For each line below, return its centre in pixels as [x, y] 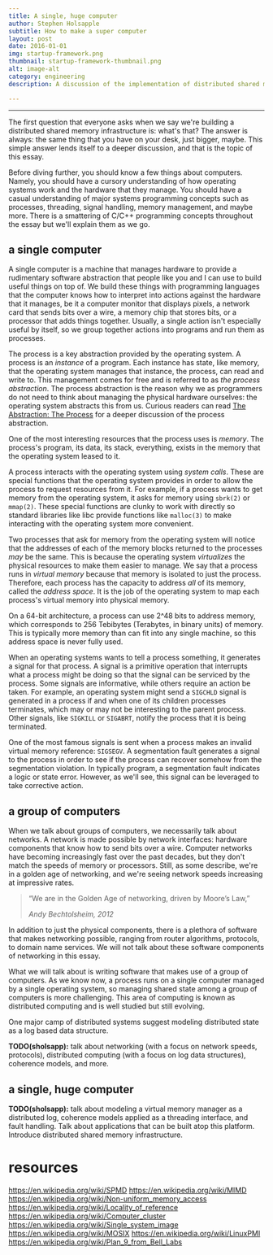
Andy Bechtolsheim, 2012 [71, 914]
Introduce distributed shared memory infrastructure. [95, 1135]
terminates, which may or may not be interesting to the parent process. [127, 709]
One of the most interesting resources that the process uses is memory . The [136, 439]
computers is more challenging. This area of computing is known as [122, 998]
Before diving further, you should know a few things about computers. [126, 172]
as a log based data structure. [58, 1031]
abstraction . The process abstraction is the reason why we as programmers [135, 389]
